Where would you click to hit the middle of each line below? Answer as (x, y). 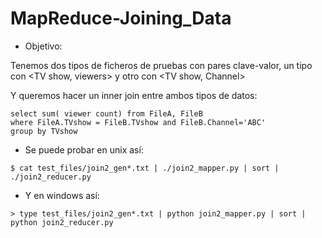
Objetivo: (43, 46)
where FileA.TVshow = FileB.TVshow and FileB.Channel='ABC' (138, 122)
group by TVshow (44, 131)
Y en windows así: (62, 195)
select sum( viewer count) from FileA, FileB (106, 113)
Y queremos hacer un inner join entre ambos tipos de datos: (134, 95)
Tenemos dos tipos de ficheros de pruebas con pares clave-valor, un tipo (161, 65)
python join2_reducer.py (62, 222)
